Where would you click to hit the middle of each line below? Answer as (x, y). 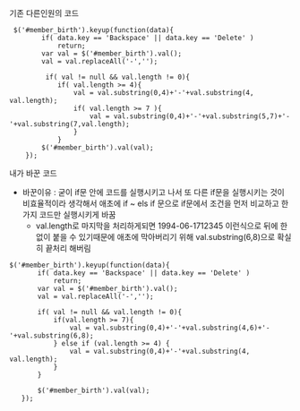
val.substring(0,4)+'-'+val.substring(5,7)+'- (202, 116)
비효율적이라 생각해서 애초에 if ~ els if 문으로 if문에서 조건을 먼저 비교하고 (150, 203)
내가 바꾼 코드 (34, 173)
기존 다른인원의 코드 (44, 13)
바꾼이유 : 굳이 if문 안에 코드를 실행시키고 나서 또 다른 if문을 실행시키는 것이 (153, 192)
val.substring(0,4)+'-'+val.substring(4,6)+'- (182, 328)
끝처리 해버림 (68, 248)
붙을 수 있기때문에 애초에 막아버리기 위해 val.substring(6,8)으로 (164, 237)
